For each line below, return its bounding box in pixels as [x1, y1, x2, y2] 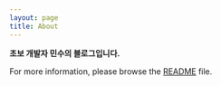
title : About [9, 22, 59, 31]
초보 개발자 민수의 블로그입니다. [9, 47, 120, 59]
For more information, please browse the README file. [9, 65, 213, 77]
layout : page [9, 13, 59, 23]
